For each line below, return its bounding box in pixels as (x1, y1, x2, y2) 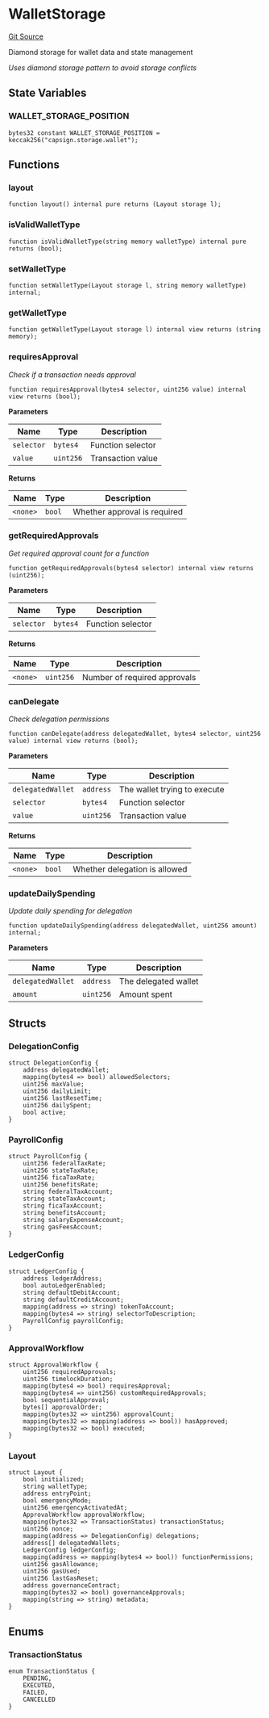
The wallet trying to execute (119, 784, 225, 796)
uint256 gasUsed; (23, 1568, 81, 1576)
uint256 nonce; (23, 1525, 74, 1533)
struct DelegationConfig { (8, 1059, 99, 1067)
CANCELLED (23, 1695, 56, 1703)
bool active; (23, 1108, 67, 1117)
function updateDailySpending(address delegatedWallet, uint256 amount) (8, 922, 258, 930)
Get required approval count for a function (8, 548, 150, 558)
